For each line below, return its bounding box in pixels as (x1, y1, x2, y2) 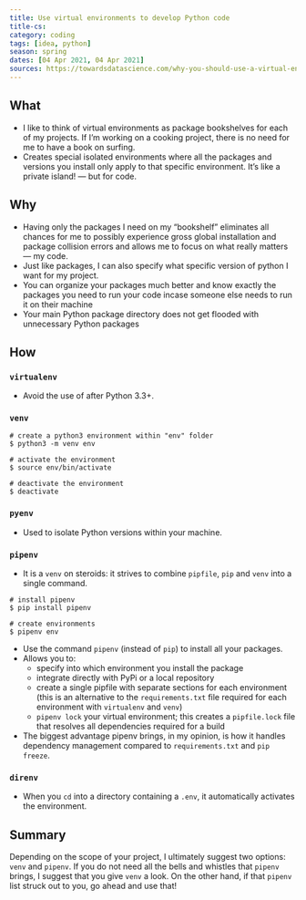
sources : (9, 65, 43, 74)
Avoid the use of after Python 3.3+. (22, 390, 155, 401)
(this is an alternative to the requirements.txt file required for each (36, 692, 287, 703)
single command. (22, 578, 88, 589)
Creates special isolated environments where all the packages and (22, 151, 272, 162)
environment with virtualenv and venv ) (36, 701, 183, 712)
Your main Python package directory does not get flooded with (22, 308, 260, 319)
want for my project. (22, 270, 99, 281)
